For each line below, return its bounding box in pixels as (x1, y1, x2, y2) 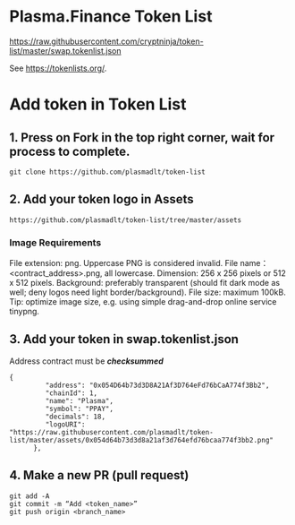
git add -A (9, 491, 50, 501)
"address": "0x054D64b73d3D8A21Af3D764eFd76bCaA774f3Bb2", (45, 381, 270, 390)
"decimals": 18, (45, 412, 105, 421)
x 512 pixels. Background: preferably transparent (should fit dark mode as (9, 278, 280, 288)
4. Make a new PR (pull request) (9, 468, 190, 483)
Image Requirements (9, 236, 102, 248)
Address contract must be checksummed (9, 356, 164, 366)
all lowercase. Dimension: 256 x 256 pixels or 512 (104, 268, 286, 279)
